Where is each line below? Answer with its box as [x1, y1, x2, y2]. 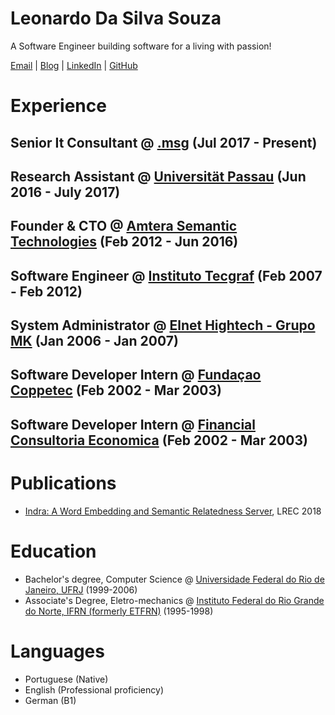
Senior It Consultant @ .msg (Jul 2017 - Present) [10, 134, 318, 151]
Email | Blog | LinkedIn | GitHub [10, 59, 138, 71]
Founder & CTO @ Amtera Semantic [10, 218, 238, 235]
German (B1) [24, 694, 77, 706]
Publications [10, 472, 117, 495]
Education [10, 540, 97, 562]
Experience [10, 95, 107, 117]
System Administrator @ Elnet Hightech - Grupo [10, 317, 316, 334]
